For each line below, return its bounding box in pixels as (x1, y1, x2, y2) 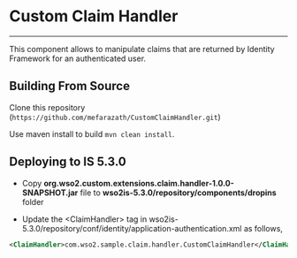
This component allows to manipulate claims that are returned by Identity (9, 43, 276, 54)
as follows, (243, 223, 283, 233)
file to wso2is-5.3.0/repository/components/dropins (80, 187, 277, 198)
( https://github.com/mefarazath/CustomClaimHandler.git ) (9, 111, 221, 122)
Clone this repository (9, 102, 86, 112)
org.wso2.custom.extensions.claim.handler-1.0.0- (43, 178, 234, 188)
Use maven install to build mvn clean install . (9, 128, 175, 139)
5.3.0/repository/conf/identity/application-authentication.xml (21, 223, 242, 233)
